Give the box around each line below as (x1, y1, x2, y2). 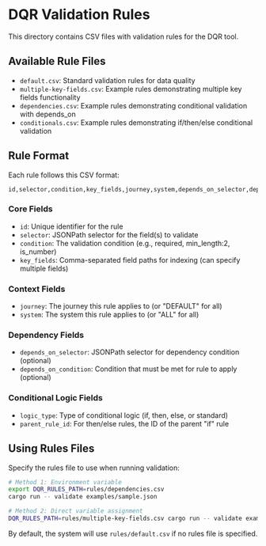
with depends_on (19, 109, 77, 119)
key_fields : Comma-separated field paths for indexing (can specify (19, 255, 241, 264)
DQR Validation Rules (8, 6, 150, 24)
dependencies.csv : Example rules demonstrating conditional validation (19, 100, 248, 110)
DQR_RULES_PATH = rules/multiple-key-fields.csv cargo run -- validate (8, 514, 243, 523)
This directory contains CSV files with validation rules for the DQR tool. (8, 32, 239, 41)
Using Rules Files (8, 442, 95, 456)
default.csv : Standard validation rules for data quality (19, 75, 196, 85)
